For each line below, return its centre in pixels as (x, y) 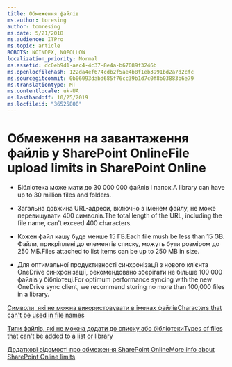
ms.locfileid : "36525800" (44, 104)
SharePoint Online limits (41, 357)
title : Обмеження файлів (43, 14)
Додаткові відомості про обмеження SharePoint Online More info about (111, 349)
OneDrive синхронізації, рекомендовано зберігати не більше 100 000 (120, 272)
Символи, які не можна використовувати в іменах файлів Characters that (115, 307)
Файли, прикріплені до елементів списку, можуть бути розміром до (118, 243)
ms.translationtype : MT (42, 85)
